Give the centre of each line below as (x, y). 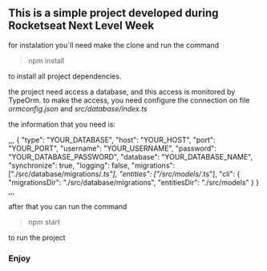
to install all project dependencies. (65, 76)
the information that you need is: (62, 124)
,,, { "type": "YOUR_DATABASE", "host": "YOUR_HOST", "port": (112, 140)
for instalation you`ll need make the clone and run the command (114, 45)
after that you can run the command (68, 206)
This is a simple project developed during (113, 13)
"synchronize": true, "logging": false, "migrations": (92, 165)
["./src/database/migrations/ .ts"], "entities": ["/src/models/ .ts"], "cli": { (124, 174)
